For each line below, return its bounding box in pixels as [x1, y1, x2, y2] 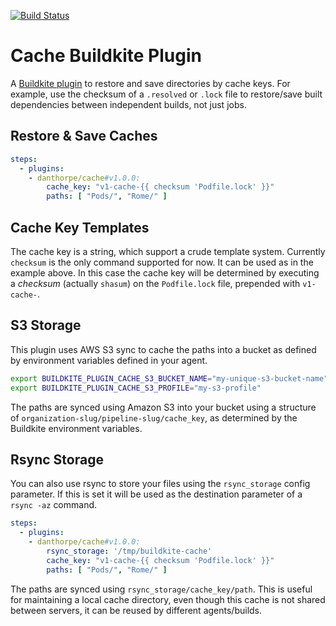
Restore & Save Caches [10, 128, 158, 145]
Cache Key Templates [10, 219, 150, 236]
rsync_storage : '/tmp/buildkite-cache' [46, 546, 213, 556]
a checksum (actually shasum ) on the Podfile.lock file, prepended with [10, 277, 301, 289]
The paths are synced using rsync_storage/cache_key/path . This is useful [10, 583, 313, 595]
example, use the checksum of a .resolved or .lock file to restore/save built [10, 88, 323, 100]
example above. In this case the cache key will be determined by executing [10, 266, 320, 279]
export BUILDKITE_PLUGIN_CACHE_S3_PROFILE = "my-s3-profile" [10, 383, 262, 393]
